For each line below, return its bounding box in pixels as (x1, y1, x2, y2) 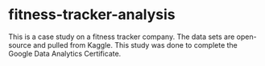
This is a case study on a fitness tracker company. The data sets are (8, 32, 235, 41)
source (8, 40, 32, 49)
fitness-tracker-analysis (8, 6, 176, 24)
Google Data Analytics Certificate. (8, 49, 122, 58)
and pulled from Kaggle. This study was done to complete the (33, 40, 238, 49)
